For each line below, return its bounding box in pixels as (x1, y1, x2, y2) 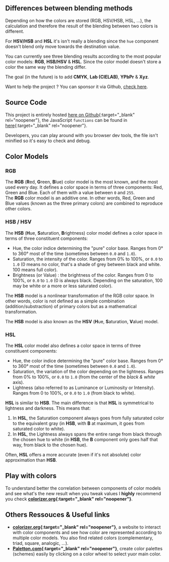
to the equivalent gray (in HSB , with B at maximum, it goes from (12, 420, 145, 426)
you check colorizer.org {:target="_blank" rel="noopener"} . (5, 496, 133, 502)
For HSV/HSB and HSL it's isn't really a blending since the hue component (5, 38, 159, 44)
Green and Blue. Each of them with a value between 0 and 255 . (5, 190, 135, 196)
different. (5, 28, 24, 34)
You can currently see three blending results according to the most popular (5, 53, 161, 59)
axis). (12, 379, 24, 385)
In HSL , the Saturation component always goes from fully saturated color (12, 415, 164, 421)
